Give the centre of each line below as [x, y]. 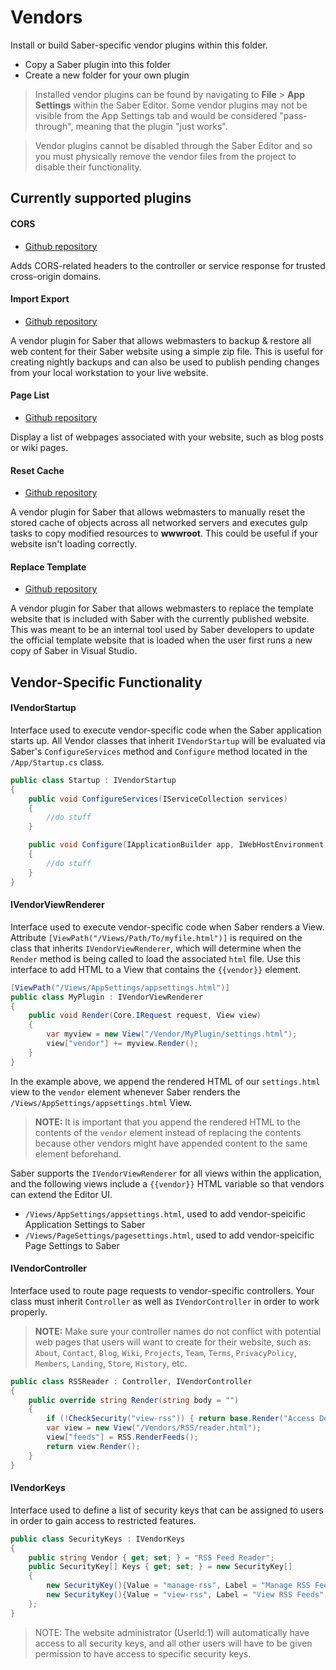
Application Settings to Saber [85, 1224]
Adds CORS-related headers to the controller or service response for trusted [168, 265]
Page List [30, 395]
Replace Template [48, 567]
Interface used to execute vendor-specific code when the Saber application [166, 730]
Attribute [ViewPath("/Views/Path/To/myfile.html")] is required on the [156, 937]
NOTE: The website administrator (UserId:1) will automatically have [172, 1632]
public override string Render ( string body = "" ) [134, 1400]
